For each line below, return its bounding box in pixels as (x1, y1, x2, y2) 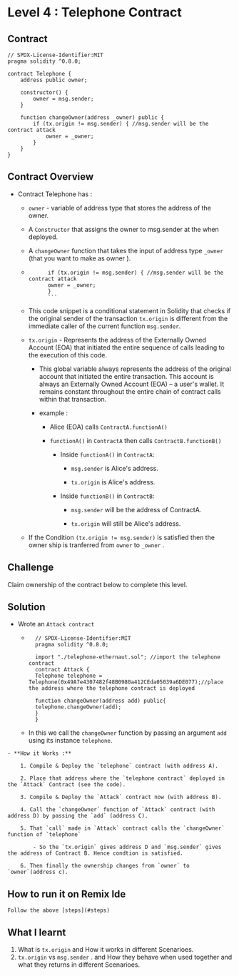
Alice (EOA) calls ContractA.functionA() (49, 422, 168, 431)
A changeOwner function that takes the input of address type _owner (28, 246, 223, 255)
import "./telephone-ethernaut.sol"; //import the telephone (34, 654, 221, 661)
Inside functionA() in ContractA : (60, 450, 155, 459)
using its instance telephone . (28, 736, 113, 745)
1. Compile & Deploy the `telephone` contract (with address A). (20, 763, 219, 770)
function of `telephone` (7, 831, 81, 838)
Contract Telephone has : (17, 190, 93, 198)
